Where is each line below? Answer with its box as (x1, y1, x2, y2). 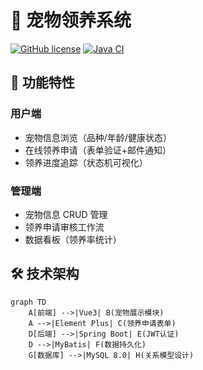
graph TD (10, 297, 47, 307)
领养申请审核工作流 (24, 221, 105, 233)
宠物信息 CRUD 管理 (24, 208, 108, 220)
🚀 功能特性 (10, 74, 75, 91)
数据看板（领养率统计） (24, 233, 122, 245)
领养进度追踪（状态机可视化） (24, 156, 148, 168)
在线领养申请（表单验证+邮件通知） (24, 144, 172, 156)
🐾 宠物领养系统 (10, 9, 132, 32)
